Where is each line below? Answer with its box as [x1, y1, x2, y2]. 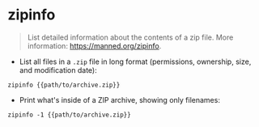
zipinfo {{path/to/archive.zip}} [7, 81, 121, 89]
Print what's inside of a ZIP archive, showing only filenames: [19, 95, 220, 104]
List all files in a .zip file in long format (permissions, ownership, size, [19, 57, 252, 66]
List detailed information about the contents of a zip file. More [27, 32, 234, 42]
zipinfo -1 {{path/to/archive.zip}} [7, 111, 131, 119]
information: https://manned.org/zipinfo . [27, 40, 162, 50]
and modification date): [19, 65, 98, 74]
